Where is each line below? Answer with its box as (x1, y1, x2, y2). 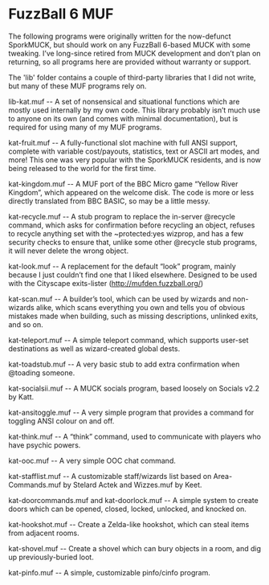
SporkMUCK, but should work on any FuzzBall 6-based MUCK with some (8, 39, 251, 49)
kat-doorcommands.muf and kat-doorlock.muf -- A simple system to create (8, 495, 259, 505)
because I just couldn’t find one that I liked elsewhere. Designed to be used (8, 270, 257, 280)
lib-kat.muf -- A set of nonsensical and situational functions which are (8, 96, 240, 106)
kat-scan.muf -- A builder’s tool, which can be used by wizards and (8, 294, 231, 304)
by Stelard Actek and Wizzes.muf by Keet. (63, 480, 202, 489)
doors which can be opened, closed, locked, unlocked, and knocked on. (8, 504, 247, 513)
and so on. (8, 319, 44, 329)
